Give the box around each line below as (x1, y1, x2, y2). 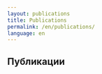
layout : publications (7, 10, 71, 17)
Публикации (7, 55, 65, 67)
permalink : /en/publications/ (7, 23, 96, 30)
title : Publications (7, 17, 68, 24)
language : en (7, 29, 45, 37)
